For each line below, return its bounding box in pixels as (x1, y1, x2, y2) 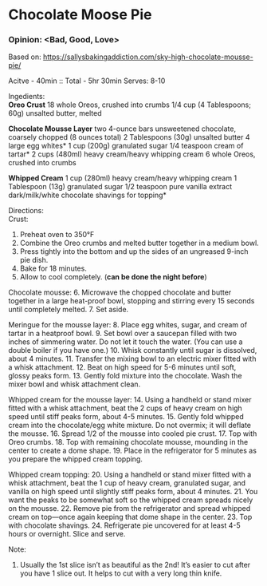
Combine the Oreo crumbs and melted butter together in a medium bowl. (19, 238, 259, 248)
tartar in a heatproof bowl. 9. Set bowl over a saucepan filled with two (8, 329, 238, 339)
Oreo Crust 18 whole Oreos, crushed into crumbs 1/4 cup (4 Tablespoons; (8, 100, 251, 109)
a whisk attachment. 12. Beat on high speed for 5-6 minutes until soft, (8, 362, 237, 372)
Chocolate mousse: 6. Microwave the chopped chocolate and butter (8, 287, 232, 297)
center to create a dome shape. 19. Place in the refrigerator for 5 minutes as (8, 445, 257, 456)
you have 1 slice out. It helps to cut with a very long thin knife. (19, 568, 222, 578)
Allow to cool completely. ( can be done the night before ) (19, 272, 207, 282)
